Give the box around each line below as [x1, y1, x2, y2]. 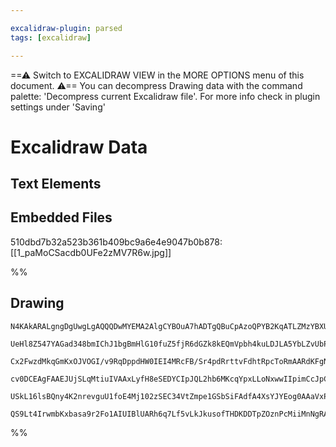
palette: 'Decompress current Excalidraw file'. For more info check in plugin [10, 90, 321, 102]
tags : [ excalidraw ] [10, 32, 92, 43]
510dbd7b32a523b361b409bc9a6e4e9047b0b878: [10, 236, 223, 248]
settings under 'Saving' [10, 101, 106, 113]
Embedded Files [10, 209, 113, 226]
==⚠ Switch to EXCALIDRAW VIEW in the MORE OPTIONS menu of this [10, 69, 305, 81]
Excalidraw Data [10, 136, 148, 158]
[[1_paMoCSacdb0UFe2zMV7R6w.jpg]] [10, 246, 172, 258]
